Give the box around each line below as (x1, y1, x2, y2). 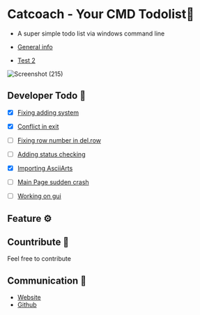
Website (17, 293, 42, 302)
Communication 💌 (7, 275, 87, 286)
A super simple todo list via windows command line (17, 29, 165, 38)
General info (17, 42, 54, 51)
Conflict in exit (17, 122, 59, 131)
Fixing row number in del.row (17, 136, 101, 145)
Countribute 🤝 (7, 236, 70, 248)
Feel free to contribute (7, 255, 72, 263)
